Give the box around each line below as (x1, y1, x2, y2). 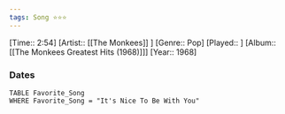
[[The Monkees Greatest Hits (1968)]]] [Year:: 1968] (9, 46, 197, 57)
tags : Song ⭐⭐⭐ (9, 12, 67, 22)
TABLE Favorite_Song (9, 88, 86, 97)
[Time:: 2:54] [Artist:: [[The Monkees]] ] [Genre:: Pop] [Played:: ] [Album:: (9, 37, 277, 48)
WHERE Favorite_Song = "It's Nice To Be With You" (9, 96, 200, 105)
